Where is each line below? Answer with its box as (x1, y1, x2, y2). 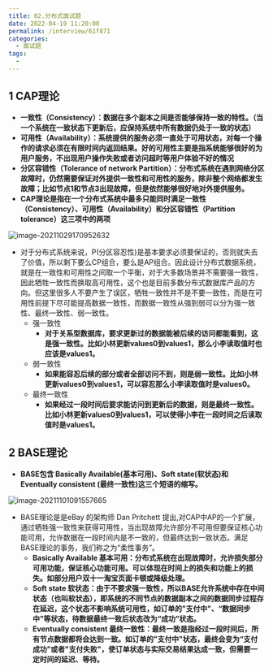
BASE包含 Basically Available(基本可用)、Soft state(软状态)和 (19, 469, 229, 479)
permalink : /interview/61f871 (8, 27, 111, 35)
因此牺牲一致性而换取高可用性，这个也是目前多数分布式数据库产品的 (19, 277, 249, 287)
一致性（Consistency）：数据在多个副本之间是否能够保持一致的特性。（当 (19, 112, 264, 122)
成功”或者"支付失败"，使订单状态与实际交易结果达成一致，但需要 (32, 644, 251, 654)
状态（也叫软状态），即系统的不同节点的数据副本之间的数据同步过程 (32, 593, 258, 603)
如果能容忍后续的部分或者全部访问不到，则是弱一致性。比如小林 (44, 369, 258, 379)
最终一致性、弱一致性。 (34, 308, 114, 318)
